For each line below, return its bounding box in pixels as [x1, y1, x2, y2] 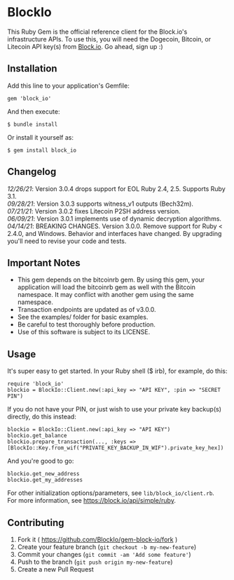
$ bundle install [7, 121, 58, 128]
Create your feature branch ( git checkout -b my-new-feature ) [17, 543, 197, 551]
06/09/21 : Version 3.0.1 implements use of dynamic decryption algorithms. [7, 214, 222, 223]
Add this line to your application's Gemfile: [7, 81, 130, 90]
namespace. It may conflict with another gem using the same [17, 291, 194, 299]
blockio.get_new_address [7, 470, 80, 477]
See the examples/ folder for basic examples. [17, 313, 149, 322]
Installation [7, 62, 57, 74]
